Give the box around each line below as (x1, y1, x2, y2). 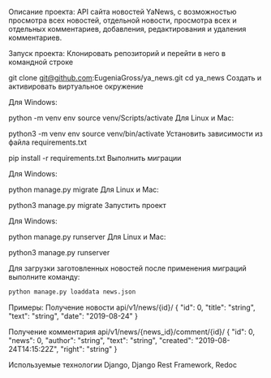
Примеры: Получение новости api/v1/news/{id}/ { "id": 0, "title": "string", (8, 302, 256, 312)
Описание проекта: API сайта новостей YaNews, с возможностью (8, 7, 237, 16)
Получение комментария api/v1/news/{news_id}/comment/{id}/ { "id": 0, (8, 327, 256, 337)
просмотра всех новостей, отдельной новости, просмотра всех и (8, 15, 237, 25)
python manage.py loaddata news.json (8, 288, 136, 296)
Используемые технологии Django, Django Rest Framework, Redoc (8, 359, 238, 369)
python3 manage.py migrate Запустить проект (8, 201, 166, 210)
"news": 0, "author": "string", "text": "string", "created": (8, 335, 194, 345)
